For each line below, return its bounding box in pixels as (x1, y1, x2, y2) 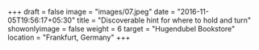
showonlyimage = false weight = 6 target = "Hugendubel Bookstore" (7, 24, 236, 33)
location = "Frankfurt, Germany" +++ (7, 32, 131, 42)
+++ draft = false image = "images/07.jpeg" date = (7, 7, 176, 16)
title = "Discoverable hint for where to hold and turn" (77, 15, 252, 25)
